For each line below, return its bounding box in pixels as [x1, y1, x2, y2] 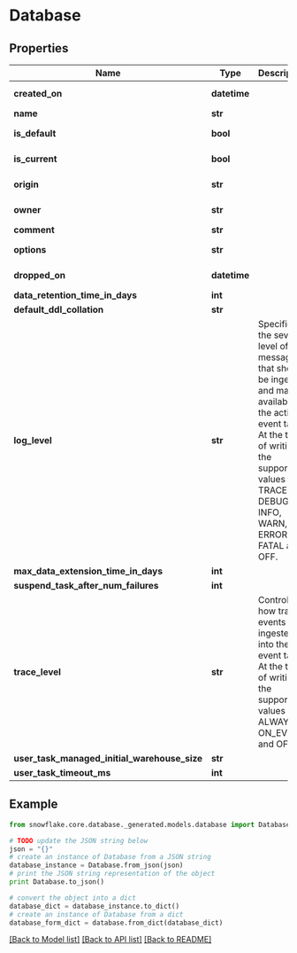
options [13, 244, 47, 255]
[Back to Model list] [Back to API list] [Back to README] [9, 934, 212, 945]
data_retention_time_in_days [13, 289, 137, 301]
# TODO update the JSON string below [9, 836, 148, 845]
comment [13, 223, 55, 236]
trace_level [13, 666, 62, 678]
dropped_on [13, 269, 66, 281]
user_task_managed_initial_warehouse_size [13, 753, 203, 764]
